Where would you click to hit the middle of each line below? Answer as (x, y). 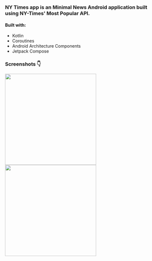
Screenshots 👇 (23, 64)
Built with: (16, 25)
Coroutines (23, 41)
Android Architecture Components (46, 46)
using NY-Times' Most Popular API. (48, 13)
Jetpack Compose (31, 51)
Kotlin (18, 36)
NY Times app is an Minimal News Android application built (76, 7)
